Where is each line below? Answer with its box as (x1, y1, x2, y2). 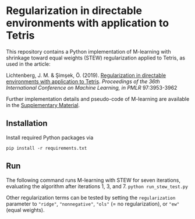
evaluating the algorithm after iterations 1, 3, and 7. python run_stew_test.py (6, 182, 188, 190)
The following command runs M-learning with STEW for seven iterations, (6, 176, 180, 183)
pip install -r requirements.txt (6, 145, 87, 151)
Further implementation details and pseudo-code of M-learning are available (6, 95, 190, 103)
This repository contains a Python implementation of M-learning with (6, 48, 171, 55)
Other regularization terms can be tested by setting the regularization (6, 194, 176, 201)
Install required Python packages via (6, 134, 94, 141)
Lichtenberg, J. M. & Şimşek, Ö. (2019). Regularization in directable (6, 72, 166, 79)
